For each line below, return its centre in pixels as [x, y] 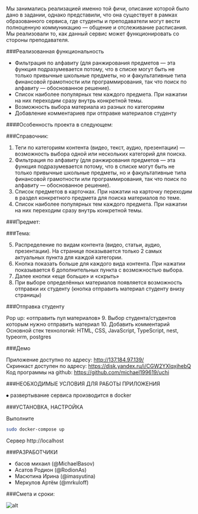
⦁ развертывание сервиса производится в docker [69, 395]
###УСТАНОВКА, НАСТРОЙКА [45, 407]
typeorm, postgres [29, 337]
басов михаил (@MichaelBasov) [54, 463]
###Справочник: [27, 136]
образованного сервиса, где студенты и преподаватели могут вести [93, 21]
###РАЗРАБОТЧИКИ [32, 452]
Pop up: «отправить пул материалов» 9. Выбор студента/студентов [91, 318]
